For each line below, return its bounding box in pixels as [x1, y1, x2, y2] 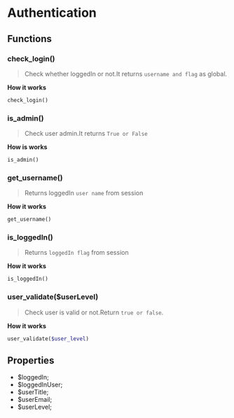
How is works [7, 143, 48, 151]
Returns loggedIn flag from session [24, 249, 129, 257]
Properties [7, 354, 55, 366]
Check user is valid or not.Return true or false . [24, 308, 164, 316]
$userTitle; [17, 388, 49, 396]
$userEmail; [17, 396, 53, 404]
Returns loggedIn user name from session [24, 189, 144, 197]
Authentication [7, 5, 97, 21]
